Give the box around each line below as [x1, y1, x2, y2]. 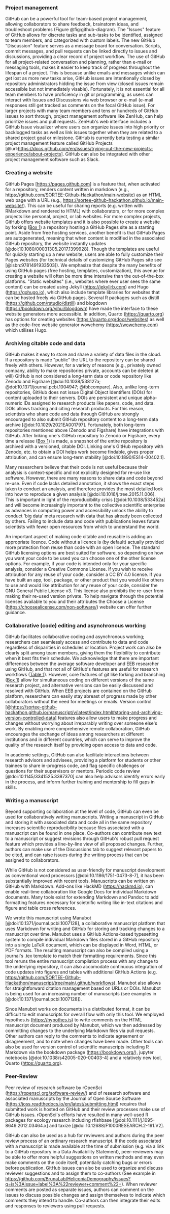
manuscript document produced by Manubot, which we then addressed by [5, 1022, 162, 1028]
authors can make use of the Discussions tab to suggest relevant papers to [5, 847, 162, 853]
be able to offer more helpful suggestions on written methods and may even [5, 1154, 164, 1160]
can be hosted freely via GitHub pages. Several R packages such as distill [5, 295, 159, 301]
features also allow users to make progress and [57, 715, 157, 721]
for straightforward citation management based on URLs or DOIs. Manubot [5, 985, 161, 991]
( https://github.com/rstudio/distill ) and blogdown [5, 300, 108, 306]
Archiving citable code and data [5, 339, 86, 347]
